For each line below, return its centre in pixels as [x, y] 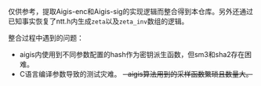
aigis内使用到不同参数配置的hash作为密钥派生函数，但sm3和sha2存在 [132, 54]
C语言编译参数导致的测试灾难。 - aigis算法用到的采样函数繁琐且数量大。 [136, 74]
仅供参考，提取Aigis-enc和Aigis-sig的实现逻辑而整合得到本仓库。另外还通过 [130, 11]
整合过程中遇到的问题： [46, 38]
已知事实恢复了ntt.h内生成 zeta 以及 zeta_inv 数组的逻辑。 [98, 21]
